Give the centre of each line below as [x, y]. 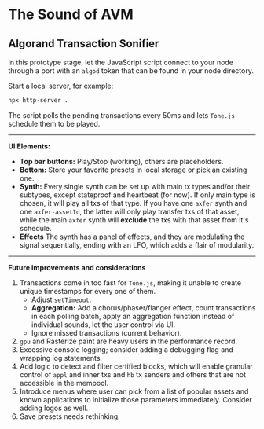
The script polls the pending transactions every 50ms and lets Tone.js [122, 115]
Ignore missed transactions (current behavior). [106, 332]
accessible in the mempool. [64, 383]
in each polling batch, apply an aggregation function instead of [133, 316]
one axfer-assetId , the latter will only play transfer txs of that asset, [129, 211]
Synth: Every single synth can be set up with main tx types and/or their [135, 186]
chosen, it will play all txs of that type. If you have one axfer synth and [133, 203]
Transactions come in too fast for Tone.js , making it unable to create [130, 282]
